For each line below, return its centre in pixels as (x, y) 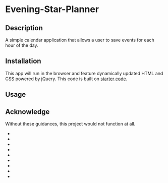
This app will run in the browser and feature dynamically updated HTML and (84, 73)
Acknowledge (27, 112)
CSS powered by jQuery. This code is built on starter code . (66, 79)
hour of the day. (22, 45)
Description (24, 28)
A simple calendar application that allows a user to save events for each (80, 40)
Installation (23, 61)
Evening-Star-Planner (52, 9)
